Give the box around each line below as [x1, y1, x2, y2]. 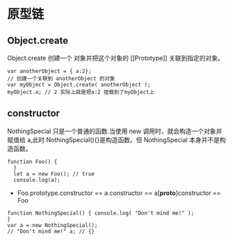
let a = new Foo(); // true [13, 170, 95, 178]
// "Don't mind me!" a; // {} [7, 228, 95, 235]
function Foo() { [7, 158, 58, 165]
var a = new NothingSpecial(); [7, 221, 98, 228]
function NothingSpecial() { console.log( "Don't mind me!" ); [7, 210, 195, 217]
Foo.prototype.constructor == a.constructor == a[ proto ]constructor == [17, 189, 221, 197]
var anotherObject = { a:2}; [7, 68, 92, 75]
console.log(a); [13, 176, 61, 183]
